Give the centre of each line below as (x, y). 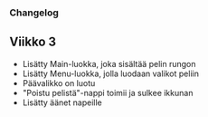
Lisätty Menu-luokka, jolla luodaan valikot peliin (110, 73)
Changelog (34, 13)
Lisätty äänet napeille (62, 102)
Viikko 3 (33, 42)
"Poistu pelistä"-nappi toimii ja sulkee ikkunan (108, 93)
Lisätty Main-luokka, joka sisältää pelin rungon (109, 63)
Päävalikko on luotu (59, 83)
